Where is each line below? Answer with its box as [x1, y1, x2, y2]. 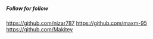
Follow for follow [6, 5, 49, 12]
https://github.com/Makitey [6, 25, 73, 32]
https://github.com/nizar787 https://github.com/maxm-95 [6, 19, 148, 27]
